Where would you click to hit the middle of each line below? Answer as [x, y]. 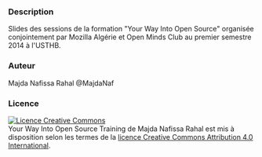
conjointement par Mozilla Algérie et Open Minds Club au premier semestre [130, 37]
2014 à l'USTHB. [35, 46]
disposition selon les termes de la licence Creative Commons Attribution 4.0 [131, 137]
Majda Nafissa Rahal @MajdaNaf [61, 83]
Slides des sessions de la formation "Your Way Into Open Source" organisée [131, 29]
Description [31, 12]
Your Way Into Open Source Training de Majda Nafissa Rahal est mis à [122, 129]
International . [29, 145]
